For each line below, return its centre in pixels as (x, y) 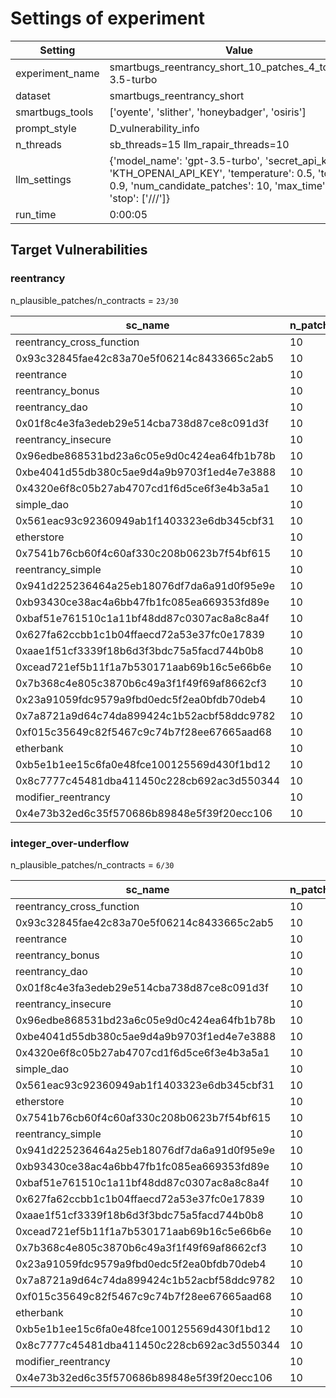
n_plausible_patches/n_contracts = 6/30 (92, 864)
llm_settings (43, 179)
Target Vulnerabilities (79, 250)
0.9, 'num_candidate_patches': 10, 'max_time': (218, 185)
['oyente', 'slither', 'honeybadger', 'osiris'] (208, 112)
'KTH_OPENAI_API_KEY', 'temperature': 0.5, (212, 173)
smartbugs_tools (54, 112)
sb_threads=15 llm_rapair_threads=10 (199, 144)
